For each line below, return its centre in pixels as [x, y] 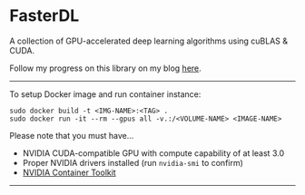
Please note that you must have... [72, 135]
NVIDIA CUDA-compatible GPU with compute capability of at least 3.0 [153, 153]
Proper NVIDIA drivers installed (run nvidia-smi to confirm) [133, 162]
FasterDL [44, 16]
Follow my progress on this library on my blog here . [105, 68]
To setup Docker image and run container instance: [105, 94]
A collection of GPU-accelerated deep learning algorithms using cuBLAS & [149, 41]
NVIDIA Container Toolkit [69, 172]
